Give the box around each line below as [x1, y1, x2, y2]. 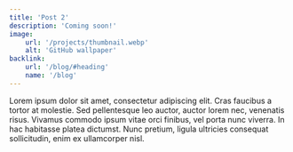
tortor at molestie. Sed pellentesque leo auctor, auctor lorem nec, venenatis [9, 104, 285, 116]
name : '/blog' [25, 71, 77, 80]
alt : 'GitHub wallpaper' [25, 46, 117, 55]
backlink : [9, 54, 46, 63]
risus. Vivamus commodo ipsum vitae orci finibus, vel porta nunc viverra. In [9, 114, 285, 124]
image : [9, 29, 34, 38]
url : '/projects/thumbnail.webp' [25, 37, 149, 47]
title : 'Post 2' [9, 12, 69, 22]
